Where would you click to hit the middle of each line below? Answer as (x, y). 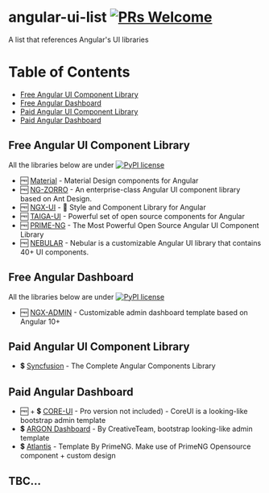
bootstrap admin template (63, 420)
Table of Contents (69, 72)
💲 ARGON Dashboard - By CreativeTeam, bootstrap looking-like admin (136, 429)
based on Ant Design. (56, 198)
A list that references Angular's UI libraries (79, 39)
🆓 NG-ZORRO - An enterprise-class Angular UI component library (130, 189)
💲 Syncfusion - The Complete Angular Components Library (118, 366)
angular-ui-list (58, 17)
